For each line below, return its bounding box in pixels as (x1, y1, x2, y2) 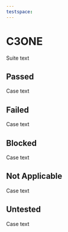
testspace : (6, 8, 33, 15)
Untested (6, 204, 41, 215)
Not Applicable (6, 171, 63, 181)
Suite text (6, 54, 30, 62)
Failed (6, 105, 30, 115)
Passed (6, 71, 34, 81)
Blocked (6, 138, 37, 148)
